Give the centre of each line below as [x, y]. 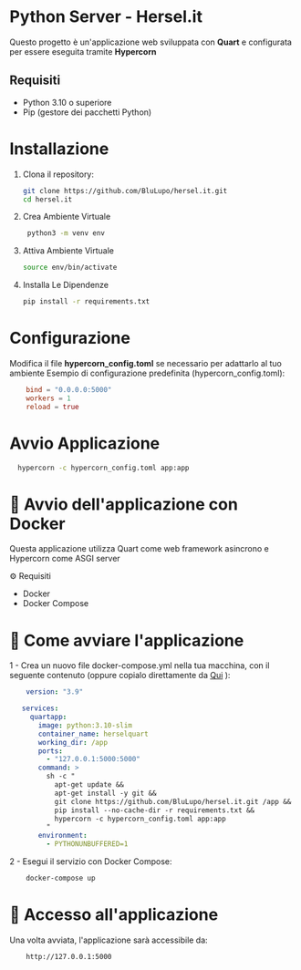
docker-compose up [61, 878]
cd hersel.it [47, 199]
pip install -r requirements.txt [86, 302]
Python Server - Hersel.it [106, 17]
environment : [63, 836]
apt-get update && [89, 785]
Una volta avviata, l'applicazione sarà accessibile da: [109, 940]
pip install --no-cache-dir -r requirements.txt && [155, 810]
